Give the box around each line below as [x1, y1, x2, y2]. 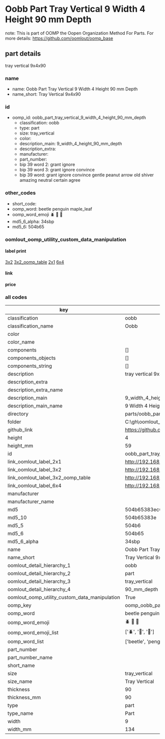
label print [5, 248, 27, 254]
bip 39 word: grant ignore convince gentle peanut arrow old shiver [19, 172, 154, 178]
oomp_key [7, 602, 32, 609]
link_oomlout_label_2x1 [7, 458, 62, 465]
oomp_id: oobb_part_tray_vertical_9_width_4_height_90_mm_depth [12, 114, 146, 121]
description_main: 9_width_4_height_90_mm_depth [19, 141, 122, 147]
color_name [7, 339, 35, 346]
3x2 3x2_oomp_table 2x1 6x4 [5, 259, 64, 265]
